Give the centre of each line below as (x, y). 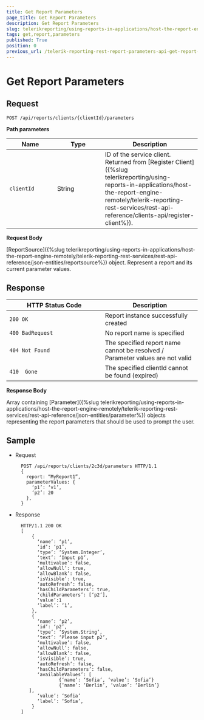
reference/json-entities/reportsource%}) (57, 262)
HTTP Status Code (54, 305)
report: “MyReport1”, (53, 477)
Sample (21, 440)
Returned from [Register (140, 162)
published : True (27, 40)
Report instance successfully (147, 315)
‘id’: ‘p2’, (52, 627)
